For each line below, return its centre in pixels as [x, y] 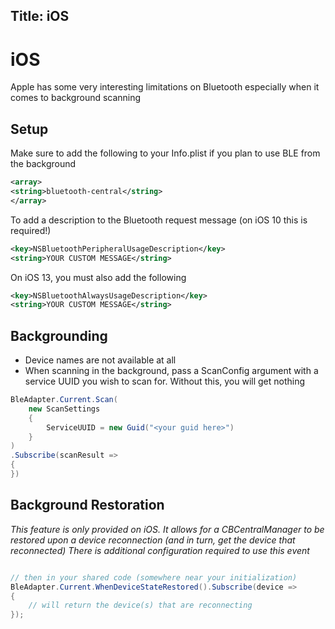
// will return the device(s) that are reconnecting [140, 605]
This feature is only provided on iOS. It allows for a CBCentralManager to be [167, 529]
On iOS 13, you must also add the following [98, 277]
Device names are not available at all [100, 360]
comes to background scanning [76, 98]
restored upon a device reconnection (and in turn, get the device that [153, 540]
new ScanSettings [64, 409]
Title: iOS [40, 16]
